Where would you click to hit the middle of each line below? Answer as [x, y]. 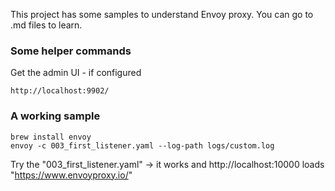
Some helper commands [71, 51]
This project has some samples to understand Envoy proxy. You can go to [162, 14]
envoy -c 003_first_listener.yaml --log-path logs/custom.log [142, 145]
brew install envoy [51, 137]
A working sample [55, 116]
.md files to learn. [46, 25]
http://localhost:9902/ [60, 91]
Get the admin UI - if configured [76, 73]
